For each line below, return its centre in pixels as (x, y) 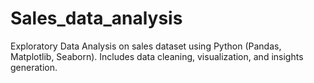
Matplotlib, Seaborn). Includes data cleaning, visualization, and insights (157, 56)
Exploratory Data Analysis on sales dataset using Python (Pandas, (146, 46)
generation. (34, 67)
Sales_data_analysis (96, 18)
